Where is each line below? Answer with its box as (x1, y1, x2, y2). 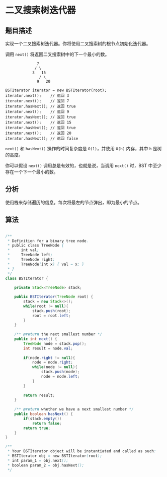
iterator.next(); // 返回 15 (5, 120, 71, 125)
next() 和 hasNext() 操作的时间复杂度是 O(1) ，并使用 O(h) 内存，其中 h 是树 (5, 146, 162, 151)
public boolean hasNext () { (14, 411, 73, 416)
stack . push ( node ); (41, 369, 80, 375)
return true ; (23, 426, 51, 431)
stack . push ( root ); (32, 308, 71, 313)
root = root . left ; (32, 313, 71, 318)
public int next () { (14, 336, 57, 341)
